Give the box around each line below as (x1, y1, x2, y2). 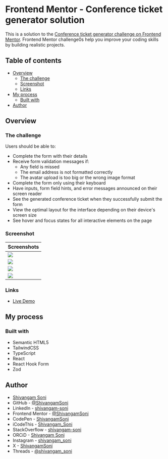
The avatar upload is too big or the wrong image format (20, 174, 135, 180)
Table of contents (5, 57, 62, 65)
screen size (12, 212, 37, 218)
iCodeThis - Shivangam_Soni (12, 421, 73, 427)
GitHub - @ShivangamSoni (12, 399, 69, 405)
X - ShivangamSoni (12, 442, 53, 448)
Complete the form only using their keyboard (12, 180, 106, 186)
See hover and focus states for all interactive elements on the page (12, 217, 152, 223)
